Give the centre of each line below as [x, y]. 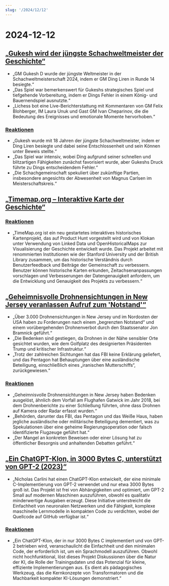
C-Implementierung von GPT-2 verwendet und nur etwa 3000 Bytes [83, 484]
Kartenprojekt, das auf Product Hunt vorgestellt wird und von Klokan [83, 238]
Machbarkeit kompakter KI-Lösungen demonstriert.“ [67, 578]
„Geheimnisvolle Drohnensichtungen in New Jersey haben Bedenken [84, 395]
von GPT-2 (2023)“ [36, 467]
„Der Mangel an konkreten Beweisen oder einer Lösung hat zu [77, 437]
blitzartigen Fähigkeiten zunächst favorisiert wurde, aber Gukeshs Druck [88, 162]
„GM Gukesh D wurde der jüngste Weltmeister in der [67, 73]
